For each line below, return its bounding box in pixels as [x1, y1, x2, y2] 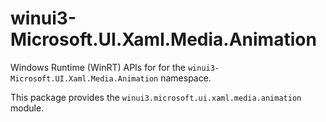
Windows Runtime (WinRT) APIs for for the [10, 61, 186, 73]
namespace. [160, 72, 212, 84]
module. [10, 102, 45, 114]
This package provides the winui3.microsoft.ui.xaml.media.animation [10, 91, 302, 103]
